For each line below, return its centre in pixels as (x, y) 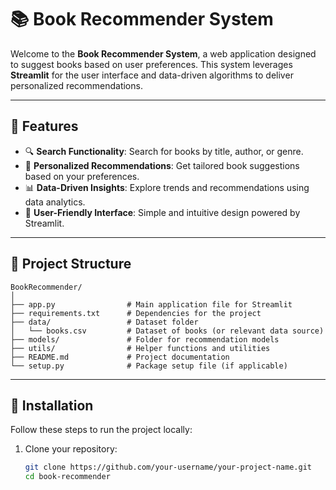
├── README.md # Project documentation (120, 357)
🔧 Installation (52, 405)
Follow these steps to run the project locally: (101, 430)
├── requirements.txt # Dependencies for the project (136, 313)
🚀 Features (44, 126)
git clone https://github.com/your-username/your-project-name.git (168, 467)
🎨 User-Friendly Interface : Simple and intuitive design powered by (162, 212)
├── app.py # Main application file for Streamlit (151, 304)
